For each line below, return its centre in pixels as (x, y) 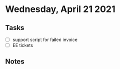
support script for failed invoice (45, 39)
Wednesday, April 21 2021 (60, 9)
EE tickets (23, 45)
